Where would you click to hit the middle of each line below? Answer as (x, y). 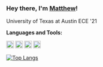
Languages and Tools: (34, 33)
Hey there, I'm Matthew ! (42, 8)
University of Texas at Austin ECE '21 (51, 21)
